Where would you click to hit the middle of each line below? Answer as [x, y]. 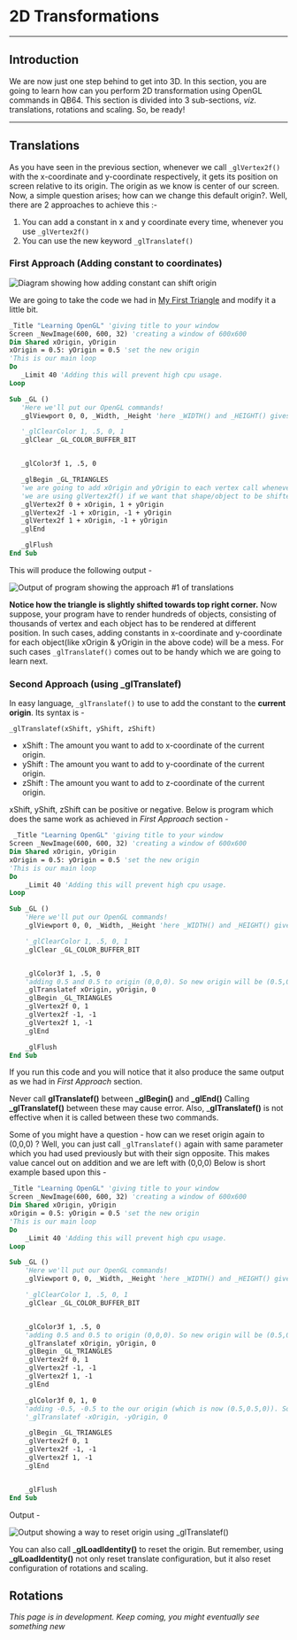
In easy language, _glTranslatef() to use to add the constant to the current [148, 703]
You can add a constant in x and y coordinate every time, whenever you [152, 222]
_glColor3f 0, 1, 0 [61, 1400]
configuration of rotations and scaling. [79, 1568]
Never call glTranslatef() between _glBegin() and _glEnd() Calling [129, 1099]
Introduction [44, 60]
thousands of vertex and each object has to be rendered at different [133, 623]
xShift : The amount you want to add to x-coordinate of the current [143, 745]
